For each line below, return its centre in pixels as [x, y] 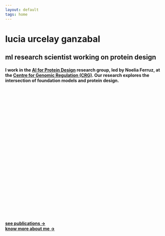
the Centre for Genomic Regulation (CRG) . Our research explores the [77, 75]
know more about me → [30, 229]
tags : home [16, 14]
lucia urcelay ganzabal [53, 39]
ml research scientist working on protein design [81, 57]
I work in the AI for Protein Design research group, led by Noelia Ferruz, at [83, 70]
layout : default [22, 10]
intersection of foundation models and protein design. [62, 80]
